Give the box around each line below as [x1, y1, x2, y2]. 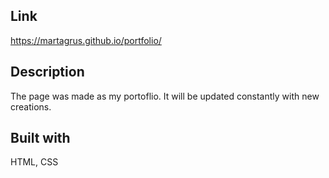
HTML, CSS [10, 156, 59, 168]
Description [10, 64, 85, 81]
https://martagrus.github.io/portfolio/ [10, 34, 162, 46]
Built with [10, 130, 71, 147]
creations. [10, 100, 52, 113]
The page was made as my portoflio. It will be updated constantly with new [10, 90, 320, 102]
